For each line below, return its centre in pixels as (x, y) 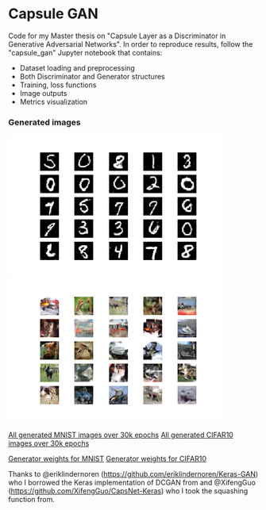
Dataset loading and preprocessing (77, 67)
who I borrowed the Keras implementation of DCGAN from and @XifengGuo (132, 483)
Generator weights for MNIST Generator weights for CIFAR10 (107, 459)
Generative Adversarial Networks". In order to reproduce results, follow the (131, 44)
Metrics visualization (54, 102)
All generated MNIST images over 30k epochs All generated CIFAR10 (121, 435)
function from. (32, 500)
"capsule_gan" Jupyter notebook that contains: (85, 52)
